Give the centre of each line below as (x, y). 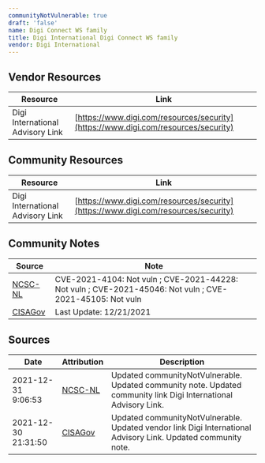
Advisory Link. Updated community (176, 438)
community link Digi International (172, 395)
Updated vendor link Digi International (181, 427)
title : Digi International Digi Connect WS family (93, 38)
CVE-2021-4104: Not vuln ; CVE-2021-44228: (147, 279)
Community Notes (54, 244)
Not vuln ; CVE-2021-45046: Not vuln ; (130, 289)
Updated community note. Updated (176, 386)
